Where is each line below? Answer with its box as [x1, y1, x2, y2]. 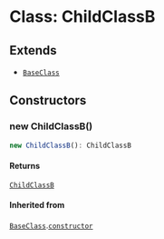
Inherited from [9, 200, 65, 211]
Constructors [9, 93, 87, 108]
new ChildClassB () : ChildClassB [9, 141, 131, 150]
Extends [9, 43, 57, 58]
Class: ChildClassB [9, 6, 156, 27]
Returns [9, 161, 41, 172]
